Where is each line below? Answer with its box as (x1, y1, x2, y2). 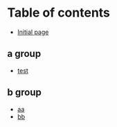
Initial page (17, 28, 49, 36)
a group (7, 48, 42, 60)
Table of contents (7, 5, 111, 21)
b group (7, 87, 42, 99)
